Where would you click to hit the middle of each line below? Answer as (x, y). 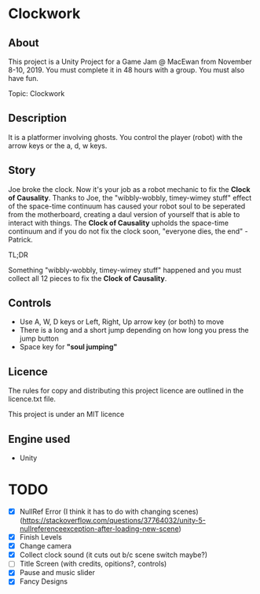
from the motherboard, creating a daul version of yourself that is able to (124, 214)
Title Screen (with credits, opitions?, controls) (93, 564)
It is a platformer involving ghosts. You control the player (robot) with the (126, 137)
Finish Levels (41, 537)
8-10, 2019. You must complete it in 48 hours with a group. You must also (126, 70)
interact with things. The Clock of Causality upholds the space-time (119, 223)
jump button (39, 338)
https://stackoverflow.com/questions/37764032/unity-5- (114, 521)
